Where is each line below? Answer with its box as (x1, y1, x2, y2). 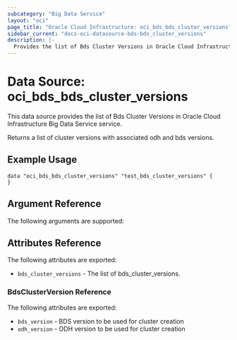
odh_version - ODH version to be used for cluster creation (17, 324, 186, 333)
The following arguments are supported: (7, 216, 125, 225)
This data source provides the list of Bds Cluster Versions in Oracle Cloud (7, 112, 221, 120)
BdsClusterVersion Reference (7, 287, 111, 297)
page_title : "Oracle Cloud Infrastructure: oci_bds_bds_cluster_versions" (7, 23, 232, 30)
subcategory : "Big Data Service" (7, 10, 106, 18)
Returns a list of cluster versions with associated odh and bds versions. (7, 133, 214, 141)
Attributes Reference (7, 237, 102, 249)
